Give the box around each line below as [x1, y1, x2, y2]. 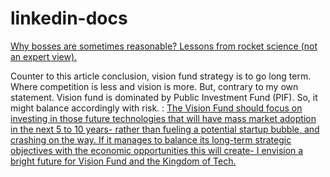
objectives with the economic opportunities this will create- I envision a [10, 144, 304, 156]
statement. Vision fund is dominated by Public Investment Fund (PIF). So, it [10, 91, 318, 103]
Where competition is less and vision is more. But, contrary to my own [10, 80, 299, 92]
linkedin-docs [10, 7, 128, 30]
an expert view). [10, 50, 78, 62]
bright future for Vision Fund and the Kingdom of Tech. [10, 155, 237, 167]
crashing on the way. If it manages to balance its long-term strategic [10, 133, 292, 146]
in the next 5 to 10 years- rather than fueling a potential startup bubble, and [10, 123, 320, 135]
